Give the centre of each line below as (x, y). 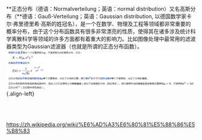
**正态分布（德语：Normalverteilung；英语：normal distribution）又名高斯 (98, 9)
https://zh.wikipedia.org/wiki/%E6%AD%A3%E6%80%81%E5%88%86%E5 (101, 124)
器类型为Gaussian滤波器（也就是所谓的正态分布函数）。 (74, 46)
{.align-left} (20, 93)
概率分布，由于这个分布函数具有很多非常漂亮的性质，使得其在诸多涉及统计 (98, 31)
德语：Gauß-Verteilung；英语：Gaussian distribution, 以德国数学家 (104, 16)
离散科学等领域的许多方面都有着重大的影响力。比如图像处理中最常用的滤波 (103, 39)
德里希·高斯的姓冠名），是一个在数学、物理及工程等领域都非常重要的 (107, 24)
